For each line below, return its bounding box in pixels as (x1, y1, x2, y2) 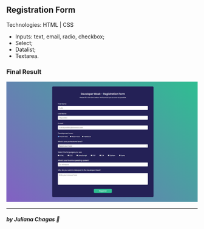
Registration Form (6, 5, 76, 15)
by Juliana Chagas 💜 (6, 216, 60, 223)
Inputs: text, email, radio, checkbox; (15, 33, 105, 40)
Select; (15, 39, 33, 46)
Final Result (6, 67, 42, 76)
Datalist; (15, 46, 36, 53)
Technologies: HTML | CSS (6, 21, 74, 28)
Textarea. (15, 52, 39, 60)
